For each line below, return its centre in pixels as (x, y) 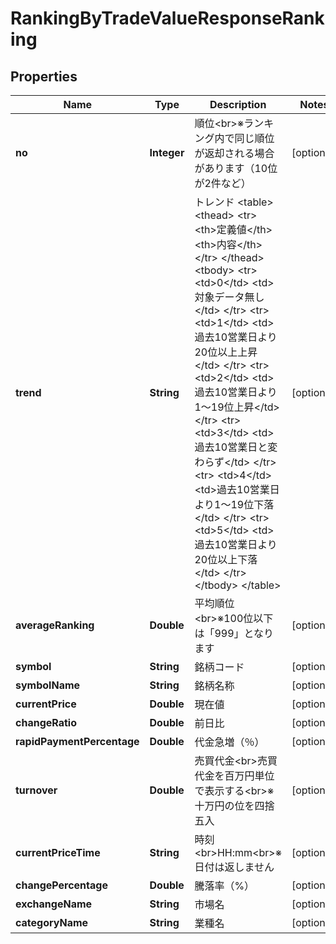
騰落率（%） (224, 885)
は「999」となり (234, 633)
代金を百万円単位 (234, 775)
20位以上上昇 (226, 352)
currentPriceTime (58, 852)
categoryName (52, 922)
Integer (167, 152)
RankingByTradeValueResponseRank (167, 18)
